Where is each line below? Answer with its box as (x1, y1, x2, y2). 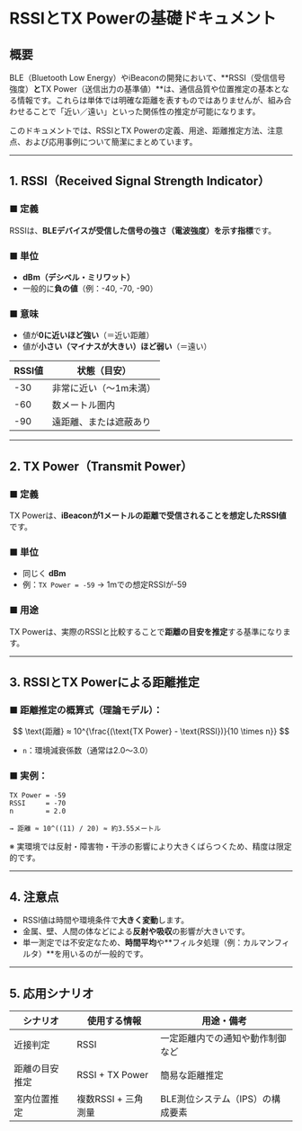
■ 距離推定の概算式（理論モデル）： (9, 703, 164, 716)
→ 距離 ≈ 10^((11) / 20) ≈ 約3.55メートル (9, 824, 162, 833)
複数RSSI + (75, 1093, 123, 1106)
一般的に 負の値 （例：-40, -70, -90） (22, 282, 158, 293)
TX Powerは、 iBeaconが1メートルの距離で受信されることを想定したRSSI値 (9, 510, 287, 521)
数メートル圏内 (51, 399, 115, 412)
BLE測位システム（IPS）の (160, 1093, 272, 1106)
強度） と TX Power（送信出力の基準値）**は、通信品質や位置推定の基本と (9, 84, 281, 94)
